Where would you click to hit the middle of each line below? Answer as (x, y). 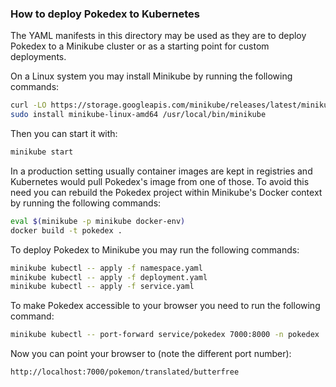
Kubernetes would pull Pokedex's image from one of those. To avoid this (160, 181)
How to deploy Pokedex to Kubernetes (105, 14)
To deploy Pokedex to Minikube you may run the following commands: (155, 249)
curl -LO (28, 105)
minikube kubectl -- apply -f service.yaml (102, 287)
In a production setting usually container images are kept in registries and (161, 171)
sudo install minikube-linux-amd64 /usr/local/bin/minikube (138, 115)
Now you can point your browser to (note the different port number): (151, 354)
